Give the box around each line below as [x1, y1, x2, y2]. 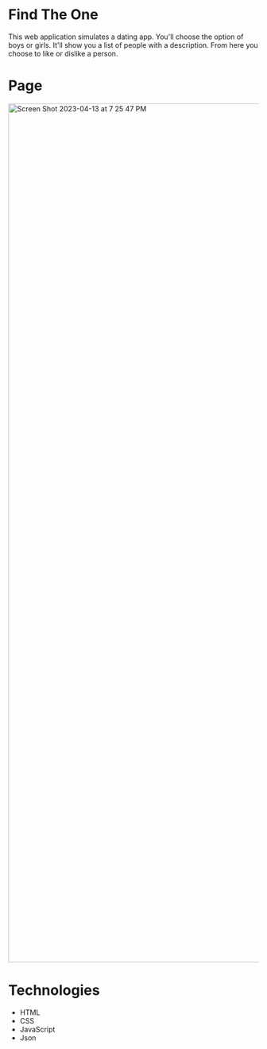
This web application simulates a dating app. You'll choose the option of [8, 32, 244, 41]
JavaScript [19, 1024, 56, 1034]
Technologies [8, 981, 101, 1000]
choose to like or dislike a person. [8, 49, 118, 58]
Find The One [8, 6, 99, 24]
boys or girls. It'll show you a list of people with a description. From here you [8, 40, 258, 49]
